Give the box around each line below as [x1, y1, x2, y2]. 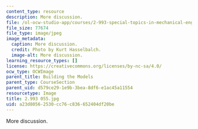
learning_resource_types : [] [6, 57, 78, 63]
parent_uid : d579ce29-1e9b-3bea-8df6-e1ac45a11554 [6, 85, 133, 91]
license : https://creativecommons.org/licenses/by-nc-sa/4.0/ [6, 63, 162, 69]
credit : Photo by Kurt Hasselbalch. [11, 47, 101, 53]
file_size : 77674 [6, 25, 49, 31]
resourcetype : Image [6, 90, 57, 96]
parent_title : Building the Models [6, 74, 94, 80]
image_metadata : [6, 36, 46, 42]
